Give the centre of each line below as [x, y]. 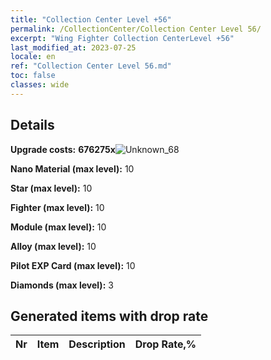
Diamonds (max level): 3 [62, 285]
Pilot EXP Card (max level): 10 [73, 265]
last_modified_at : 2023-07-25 [73, 47]
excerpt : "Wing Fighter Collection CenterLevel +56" [122, 38]
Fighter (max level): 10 [57, 207]
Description [97, 344]
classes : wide [40, 85]
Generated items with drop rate [109, 316]
